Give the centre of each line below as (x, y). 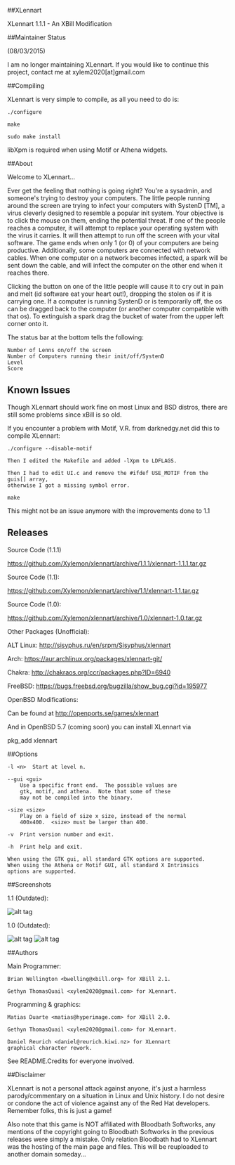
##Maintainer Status (37, 37)
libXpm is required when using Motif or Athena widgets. (88, 150)
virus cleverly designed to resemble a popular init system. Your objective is (116, 213)
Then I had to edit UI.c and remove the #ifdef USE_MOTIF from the (108, 473)
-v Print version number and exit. (61, 834)
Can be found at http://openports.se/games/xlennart (83, 713)
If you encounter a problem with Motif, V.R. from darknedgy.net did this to (113, 428)
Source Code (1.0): (34, 604)
